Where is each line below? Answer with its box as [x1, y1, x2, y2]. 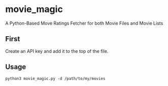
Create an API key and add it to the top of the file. [5, 48, 109, 54]
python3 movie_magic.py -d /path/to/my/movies [5, 76, 106, 81]
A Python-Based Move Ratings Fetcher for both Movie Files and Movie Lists [5, 20, 163, 26]
